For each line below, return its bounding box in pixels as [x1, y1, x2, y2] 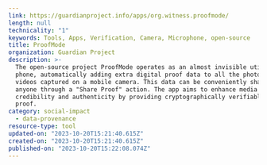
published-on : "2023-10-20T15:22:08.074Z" [8, 144, 151, 152]
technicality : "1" [8, 26, 69, 34]
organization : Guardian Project [8, 48, 115, 56]
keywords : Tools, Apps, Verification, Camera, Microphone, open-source [8, 33, 250, 42]
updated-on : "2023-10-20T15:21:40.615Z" [8, 129, 145, 137]
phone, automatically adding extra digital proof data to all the [15, 71, 240, 79]
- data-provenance [15, 115, 77, 123]
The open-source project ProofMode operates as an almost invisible [15, 63, 247, 71]
